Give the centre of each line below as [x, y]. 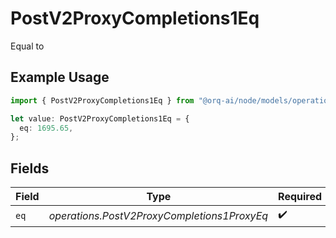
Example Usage [60, 77]
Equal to [27, 46]
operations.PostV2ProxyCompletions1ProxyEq [158, 215]
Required [300, 197]
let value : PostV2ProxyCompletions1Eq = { [100, 118]
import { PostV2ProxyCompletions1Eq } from [102, 100]
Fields [30, 168]
